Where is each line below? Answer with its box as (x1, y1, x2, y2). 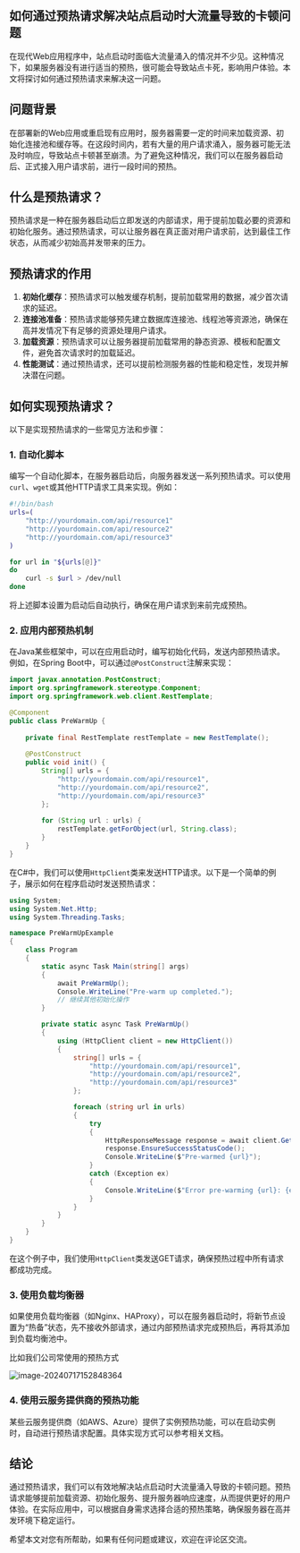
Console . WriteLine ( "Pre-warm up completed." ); (56, 987, 234, 996)
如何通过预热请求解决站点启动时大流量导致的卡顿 (9, 8, 279, 24)
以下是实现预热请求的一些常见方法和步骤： (9, 424, 166, 435)
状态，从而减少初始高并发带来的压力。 (9, 237, 150, 248)
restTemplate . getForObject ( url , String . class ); (56, 824, 238, 834)
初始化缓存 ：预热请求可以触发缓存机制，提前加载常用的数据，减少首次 (21, 292, 281, 303)
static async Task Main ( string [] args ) (41, 961, 190, 971)
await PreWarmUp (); (56, 978, 129, 987)
